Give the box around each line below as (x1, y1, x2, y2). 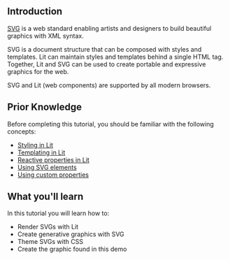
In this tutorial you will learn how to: (7, 209, 110, 217)
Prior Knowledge (7, 101, 82, 113)
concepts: (7, 127, 36, 136)
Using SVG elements (17, 163, 77, 171)
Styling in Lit (17, 140, 54, 149)
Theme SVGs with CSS (17, 238, 84, 246)
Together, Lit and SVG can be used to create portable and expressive (7, 59, 206, 68)
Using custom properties (17, 171, 89, 179)
